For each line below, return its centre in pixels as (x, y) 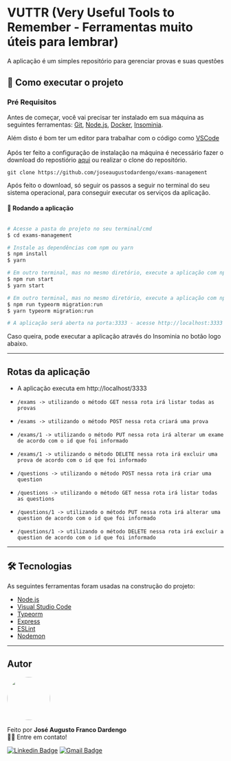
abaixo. (18, 344)
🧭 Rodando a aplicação (41, 208)
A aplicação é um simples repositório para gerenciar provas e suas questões (115, 61)
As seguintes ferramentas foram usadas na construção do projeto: (101, 586)
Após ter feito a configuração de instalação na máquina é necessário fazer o (115, 152)
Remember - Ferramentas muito (100, 27)
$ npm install (27, 254)
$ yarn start (26, 286)
